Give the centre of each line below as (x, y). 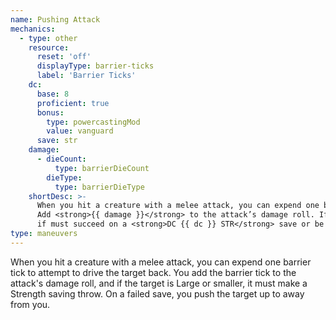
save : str (57, 141)
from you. (30, 304)
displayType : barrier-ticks (95, 66)
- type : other (48, 38)
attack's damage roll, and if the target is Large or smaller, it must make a (159, 283)
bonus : (50, 112)
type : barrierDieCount (102, 168)
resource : (49, 47)
